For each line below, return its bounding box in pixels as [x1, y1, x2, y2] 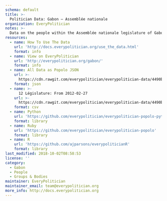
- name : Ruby [9, 123, 37, 128]
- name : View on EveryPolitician [9, 53, 79, 59]
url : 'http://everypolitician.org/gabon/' [14, 58, 103, 63]
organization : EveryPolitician [5, 21, 70, 26]
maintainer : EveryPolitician [5, 179, 66, 184]
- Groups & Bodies [9, 174, 48, 180]
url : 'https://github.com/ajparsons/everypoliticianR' [14, 142, 130, 147]
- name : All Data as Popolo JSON [9, 68, 79, 73]
